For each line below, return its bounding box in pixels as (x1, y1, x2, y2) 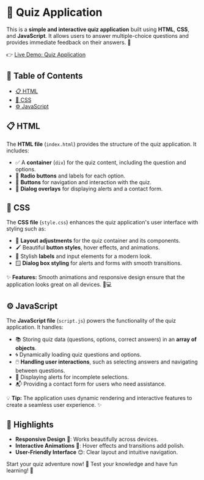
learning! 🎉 (6, 467, 34, 474)
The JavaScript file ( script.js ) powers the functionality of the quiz (6, 317, 177, 324)
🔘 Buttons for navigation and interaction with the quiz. (15, 178, 151, 185)
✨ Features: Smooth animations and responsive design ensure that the (6, 274, 185, 281)
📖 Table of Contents (6, 71, 83, 81)
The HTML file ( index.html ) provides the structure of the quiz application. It (6, 140, 197, 148)
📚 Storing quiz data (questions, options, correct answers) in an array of (15, 335, 197, 343)
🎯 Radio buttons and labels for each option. (15, 172, 126, 179)
